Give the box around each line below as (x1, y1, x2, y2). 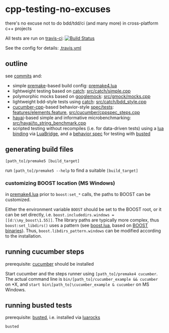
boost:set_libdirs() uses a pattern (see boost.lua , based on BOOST (5, 222, 148, 228)
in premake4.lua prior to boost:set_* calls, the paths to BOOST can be (5, 191, 151, 197)
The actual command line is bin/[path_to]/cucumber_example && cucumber (5, 276, 158, 282)
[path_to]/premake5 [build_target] (5, 158, 80, 164)
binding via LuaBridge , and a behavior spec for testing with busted (12, 131, 151, 137)
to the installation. (5, 233, 42, 239)
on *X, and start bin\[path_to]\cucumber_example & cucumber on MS (5, 281, 149, 287)
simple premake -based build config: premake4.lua (12, 82, 117, 88)
